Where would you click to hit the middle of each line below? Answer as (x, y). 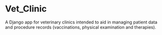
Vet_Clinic (26, 9)
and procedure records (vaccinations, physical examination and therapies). (81, 27)
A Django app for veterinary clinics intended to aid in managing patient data (81, 22)
